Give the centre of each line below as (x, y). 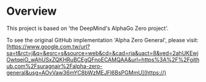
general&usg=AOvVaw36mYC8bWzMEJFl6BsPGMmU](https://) (86, 72)
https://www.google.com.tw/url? (49, 47)
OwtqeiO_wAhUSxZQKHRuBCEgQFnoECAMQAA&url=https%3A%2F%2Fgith (103, 59)
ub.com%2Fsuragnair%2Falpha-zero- (55, 66)
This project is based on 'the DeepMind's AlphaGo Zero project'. (87, 28)
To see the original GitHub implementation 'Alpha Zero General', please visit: (102, 40)
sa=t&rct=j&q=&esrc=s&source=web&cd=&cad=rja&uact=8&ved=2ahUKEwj (102, 53)
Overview (32, 11)
